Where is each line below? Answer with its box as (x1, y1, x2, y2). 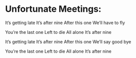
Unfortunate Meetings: (5, 3, 102, 15)
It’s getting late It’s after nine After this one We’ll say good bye (5, 38, 132, 45)
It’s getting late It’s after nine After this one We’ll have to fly (5, 20, 125, 26)
